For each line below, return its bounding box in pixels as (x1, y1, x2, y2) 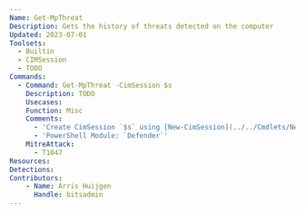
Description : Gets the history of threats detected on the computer (9, 22, 274, 31)
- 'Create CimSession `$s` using (33, 123, 161, 132)
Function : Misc (25, 106, 84, 115)
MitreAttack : (25, 140, 75, 149)
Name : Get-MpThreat (9, 13, 84, 23)
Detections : (9, 165, 54, 174)
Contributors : (9, 173, 64, 182)
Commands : (9, 73, 47, 82)
